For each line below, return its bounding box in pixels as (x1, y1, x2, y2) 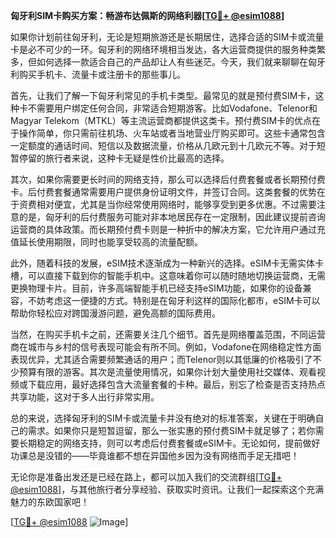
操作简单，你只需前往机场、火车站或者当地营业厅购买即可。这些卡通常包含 (18, 127, 326, 139)
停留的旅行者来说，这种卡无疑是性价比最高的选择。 (18, 152, 230, 164)
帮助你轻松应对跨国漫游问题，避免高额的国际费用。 (10, 307, 221, 319)
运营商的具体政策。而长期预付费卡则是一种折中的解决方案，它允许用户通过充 (10, 224, 326, 235)
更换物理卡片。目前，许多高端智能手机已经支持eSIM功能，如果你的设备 (10, 282, 303, 294)
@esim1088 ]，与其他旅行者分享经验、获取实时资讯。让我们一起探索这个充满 (10, 484, 325, 495)
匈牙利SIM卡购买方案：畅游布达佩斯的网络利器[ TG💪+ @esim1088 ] (10, 10, 285, 21)
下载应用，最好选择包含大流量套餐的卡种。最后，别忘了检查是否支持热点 (27, 379, 326, 390)
